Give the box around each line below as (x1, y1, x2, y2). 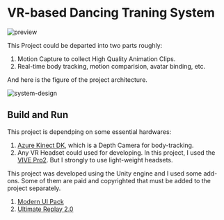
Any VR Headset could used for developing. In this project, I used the (17, 148, 216, 157)
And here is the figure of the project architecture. (7, 75, 148, 84)
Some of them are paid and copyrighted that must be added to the (21, 176, 211, 185)
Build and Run (7, 109, 68, 121)
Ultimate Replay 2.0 (17, 205, 74, 213)
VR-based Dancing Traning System (7, 5, 216, 21)
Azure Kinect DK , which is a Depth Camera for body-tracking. (17, 141, 194, 149)
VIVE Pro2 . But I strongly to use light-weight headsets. (17, 155, 173, 164)
